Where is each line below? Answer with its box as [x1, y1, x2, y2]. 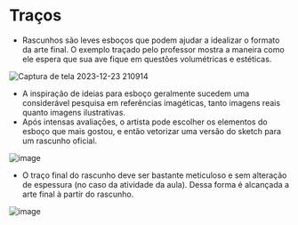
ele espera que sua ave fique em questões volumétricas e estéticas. [21, 53, 272, 64]
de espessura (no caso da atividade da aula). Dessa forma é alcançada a [21, 179, 290, 189]
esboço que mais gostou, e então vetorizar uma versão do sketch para [21, 125, 282, 136]
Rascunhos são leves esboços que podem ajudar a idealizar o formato [21, 35, 280, 45]
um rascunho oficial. [21, 135, 98, 146]
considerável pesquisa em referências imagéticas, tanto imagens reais [21, 97, 281, 108]
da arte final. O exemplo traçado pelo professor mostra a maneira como [21, 44, 285, 54]
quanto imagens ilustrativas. [21, 107, 126, 117]
